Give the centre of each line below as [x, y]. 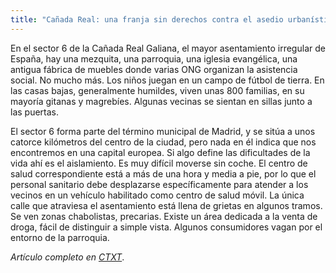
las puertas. [35, 112]
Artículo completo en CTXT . [67, 257]
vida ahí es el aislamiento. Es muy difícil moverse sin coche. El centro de [159, 163]
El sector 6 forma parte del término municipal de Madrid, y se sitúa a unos [163, 131]
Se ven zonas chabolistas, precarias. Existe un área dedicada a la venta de [164, 216]
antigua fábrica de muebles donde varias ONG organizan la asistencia [154, 69]
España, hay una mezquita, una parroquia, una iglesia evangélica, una [154, 58]
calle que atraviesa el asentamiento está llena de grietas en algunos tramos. [166, 205]
